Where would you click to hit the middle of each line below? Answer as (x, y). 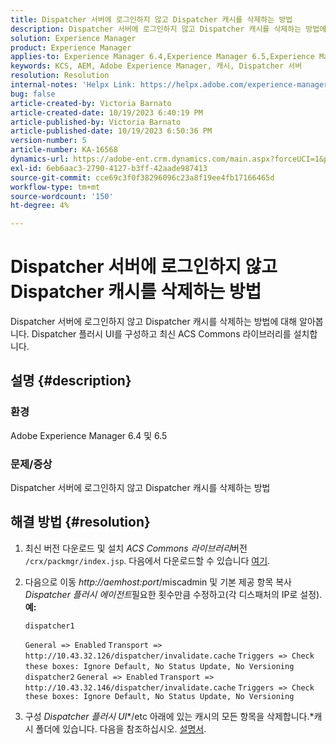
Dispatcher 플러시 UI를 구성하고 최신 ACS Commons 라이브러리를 (161, 334)
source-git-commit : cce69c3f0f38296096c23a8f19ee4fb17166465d (142, 177)
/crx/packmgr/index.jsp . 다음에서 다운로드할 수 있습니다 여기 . (147, 560)
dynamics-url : (40, 159)
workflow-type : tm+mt (55, 187)
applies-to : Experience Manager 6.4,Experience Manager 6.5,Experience (162, 57)
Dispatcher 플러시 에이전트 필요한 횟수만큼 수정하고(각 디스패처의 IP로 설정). (173, 594)
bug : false (33, 94)
